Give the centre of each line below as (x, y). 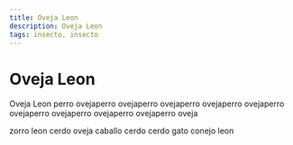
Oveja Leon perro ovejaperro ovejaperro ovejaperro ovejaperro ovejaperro (147, 104)
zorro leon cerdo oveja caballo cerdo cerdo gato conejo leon (122, 131)
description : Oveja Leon (56, 26)
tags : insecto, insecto (54, 34)
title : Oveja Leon (44, 18)
